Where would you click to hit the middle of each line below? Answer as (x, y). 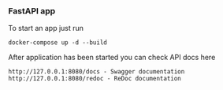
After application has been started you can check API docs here (112, 58)
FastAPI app (32, 11)
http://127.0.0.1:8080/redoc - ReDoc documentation (95, 79)
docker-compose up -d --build (58, 43)
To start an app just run (46, 28)
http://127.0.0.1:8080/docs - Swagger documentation (97, 72)
